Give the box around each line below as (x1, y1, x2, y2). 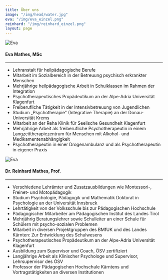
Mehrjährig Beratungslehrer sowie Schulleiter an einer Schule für (12, 216, 146, 222)
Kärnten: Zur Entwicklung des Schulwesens (12, 231, 102, 238)
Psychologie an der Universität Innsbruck (12, 200, 97, 206)
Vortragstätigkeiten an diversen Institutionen (12, 269, 104, 275)
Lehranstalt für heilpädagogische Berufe (12, 67, 96, 73)
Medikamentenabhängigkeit (12, 136, 70, 142)
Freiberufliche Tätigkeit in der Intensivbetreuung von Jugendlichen (12, 104, 150, 110)
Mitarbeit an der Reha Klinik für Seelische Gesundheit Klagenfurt (12, 120, 146, 126)
